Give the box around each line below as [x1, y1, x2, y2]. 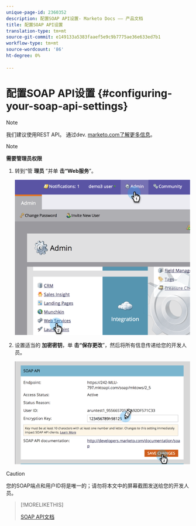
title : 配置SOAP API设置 [6, 22, 63, 28]
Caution [6, 470, 25, 477]
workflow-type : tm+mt [6, 40, 59, 46]
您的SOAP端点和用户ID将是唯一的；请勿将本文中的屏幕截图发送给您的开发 [6, 482, 184, 489]
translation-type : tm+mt [6, 28, 67, 34]
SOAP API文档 [20, 513, 54, 520]
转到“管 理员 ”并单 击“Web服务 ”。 [14, 167, 97, 174]
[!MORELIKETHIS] [20, 501, 64, 508]
